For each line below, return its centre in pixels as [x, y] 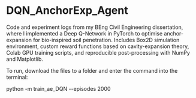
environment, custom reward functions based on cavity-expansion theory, [98, 46]
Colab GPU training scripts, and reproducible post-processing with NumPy [98, 52]
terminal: [17, 77]
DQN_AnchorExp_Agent [67, 11]
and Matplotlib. [25, 59]
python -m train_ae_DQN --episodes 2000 [58, 88]
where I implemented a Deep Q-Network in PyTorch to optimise [85, 33]
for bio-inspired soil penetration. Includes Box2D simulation [106, 40]
